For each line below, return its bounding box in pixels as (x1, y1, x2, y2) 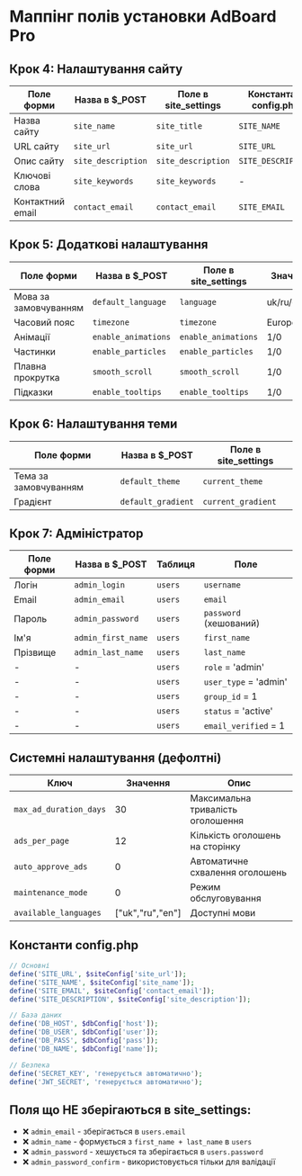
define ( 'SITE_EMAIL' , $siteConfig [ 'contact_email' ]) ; (9, 986, 216, 995)
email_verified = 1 (203, 720, 286, 732)
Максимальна (190, 792, 252, 804)
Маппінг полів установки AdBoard (9, 6, 277, 27)
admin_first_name (74, 633, 148, 643)
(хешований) (203, 617, 261, 630)
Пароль (13, 613, 48, 625)
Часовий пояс (13, 316, 75, 328)
